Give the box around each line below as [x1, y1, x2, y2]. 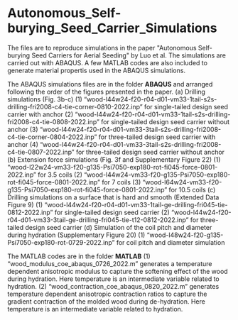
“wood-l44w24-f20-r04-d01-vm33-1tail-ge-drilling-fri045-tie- [44, 200, 228, 209]
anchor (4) [7, 140, 39, 148]
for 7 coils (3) [102, 177, 141, 186]
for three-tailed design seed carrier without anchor [75, 148, 225, 156]
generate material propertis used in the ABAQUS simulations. [7, 66, 186, 75]
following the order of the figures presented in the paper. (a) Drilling [7, 87, 206, 96]
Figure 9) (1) [7, 200, 43, 209]
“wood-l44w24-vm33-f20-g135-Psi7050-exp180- [84, 170, 231, 179]
